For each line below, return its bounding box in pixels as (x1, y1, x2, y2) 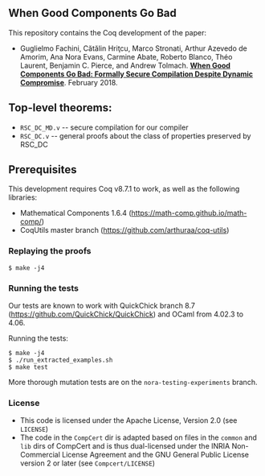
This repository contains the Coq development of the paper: (8, 27, 207, 37)
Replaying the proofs (8, 246, 92, 257)
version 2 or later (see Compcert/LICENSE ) (19, 458, 155, 468)
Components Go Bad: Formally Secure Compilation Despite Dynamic (19, 68, 254, 79)
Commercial (19, 450, 60, 460)
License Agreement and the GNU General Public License (61, 450, 250, 460)
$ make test (8, 363, 48, 371)
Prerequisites (8, 163, 77, 176)
